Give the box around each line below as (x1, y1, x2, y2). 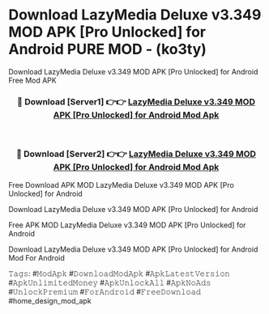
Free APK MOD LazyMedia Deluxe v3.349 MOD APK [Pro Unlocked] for (8, 220, 246, 230)
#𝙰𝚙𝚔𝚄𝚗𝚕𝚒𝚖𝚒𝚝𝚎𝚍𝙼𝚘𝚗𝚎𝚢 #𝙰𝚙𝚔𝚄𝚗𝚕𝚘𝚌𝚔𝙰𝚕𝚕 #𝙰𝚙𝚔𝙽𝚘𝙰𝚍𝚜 (8, 278, 211, 287)
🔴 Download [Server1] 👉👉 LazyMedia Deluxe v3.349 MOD (17, 95, 255, 107)
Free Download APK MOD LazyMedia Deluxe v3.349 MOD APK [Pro (8, 180, 235, 189)
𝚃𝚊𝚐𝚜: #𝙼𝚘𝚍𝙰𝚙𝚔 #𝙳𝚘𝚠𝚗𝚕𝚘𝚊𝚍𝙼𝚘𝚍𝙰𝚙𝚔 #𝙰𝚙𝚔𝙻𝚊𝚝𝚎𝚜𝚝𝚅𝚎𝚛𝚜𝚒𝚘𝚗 (8, 269, 231, 278)
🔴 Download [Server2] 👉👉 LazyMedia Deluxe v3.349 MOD (15, 148, 257, 159)
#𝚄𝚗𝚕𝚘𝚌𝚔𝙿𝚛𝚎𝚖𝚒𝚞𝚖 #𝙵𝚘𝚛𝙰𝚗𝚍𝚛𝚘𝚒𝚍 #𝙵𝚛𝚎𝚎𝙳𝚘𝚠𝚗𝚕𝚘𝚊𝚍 (8, 286, 201, 296)
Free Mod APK (8, 75, 57, 85)
